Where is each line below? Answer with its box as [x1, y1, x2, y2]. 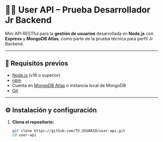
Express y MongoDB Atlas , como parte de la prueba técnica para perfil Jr [5, 36, 153, 42]
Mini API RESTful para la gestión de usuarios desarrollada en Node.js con [5, 30, 154, 36]
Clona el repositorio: [12, 119, 54, 125]
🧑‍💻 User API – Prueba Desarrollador [5, 4, 150, 15]
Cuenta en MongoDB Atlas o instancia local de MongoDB [12, 82, 126, 88]
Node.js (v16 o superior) [12, 72, 61, 78]
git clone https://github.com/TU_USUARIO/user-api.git [12, 128, 126, 133]
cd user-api [12, 133, 36, 138]
